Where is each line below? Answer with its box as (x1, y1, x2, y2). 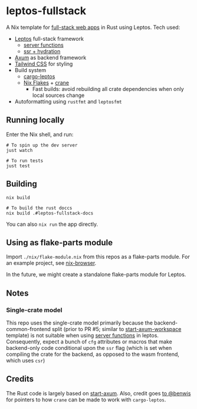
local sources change (32, 92, 85, 99)
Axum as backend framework (14, 54, 87, 61)
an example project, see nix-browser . (6, 259, 97, 267)
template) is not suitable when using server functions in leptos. (6, 332, 159, 339)
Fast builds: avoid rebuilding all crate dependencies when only (32, 85, 184, 92)
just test (6, 163, 31, 169)
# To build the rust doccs (6, 205, 73, 211)
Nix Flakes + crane (23, 79, 70, 86)
